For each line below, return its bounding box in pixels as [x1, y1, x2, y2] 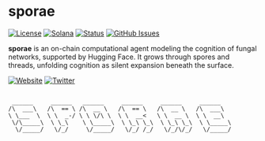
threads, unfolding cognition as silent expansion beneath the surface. [8, 60, 235, 69]
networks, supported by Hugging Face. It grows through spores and [8, 52, 230, 61]
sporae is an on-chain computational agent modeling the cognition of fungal [8, 43, 257, 53]
